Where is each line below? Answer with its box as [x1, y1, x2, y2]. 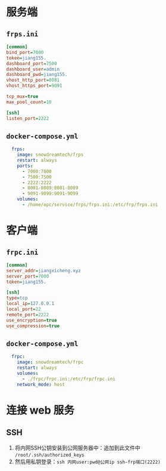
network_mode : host [17, 381, 65, 387]
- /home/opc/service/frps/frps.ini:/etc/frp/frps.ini [21, 202, 159, 208]
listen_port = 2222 [6, 115, 49, 121]
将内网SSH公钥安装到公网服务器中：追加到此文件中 [14, 444, 141, 451]
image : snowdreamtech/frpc [17, 359, 84, 365]
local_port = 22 [6, 306, 42, 312]
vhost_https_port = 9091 [6, 83, 62, 89]
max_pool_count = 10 [6, 99, 52, 105]
